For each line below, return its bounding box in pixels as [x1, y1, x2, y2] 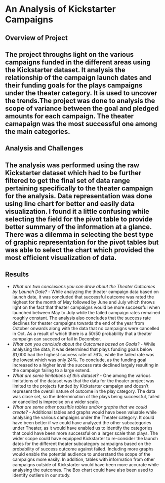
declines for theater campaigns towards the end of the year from [12, 320, 144, 326]
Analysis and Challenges [5, 144, 83, 152]
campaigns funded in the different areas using [5, 58, 151, 66]
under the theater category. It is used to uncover [5, 89, 158, 97]
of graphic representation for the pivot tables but [5, 238, 159, 246]
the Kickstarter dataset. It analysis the [5, 66, 126, 74]
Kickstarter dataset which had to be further [5, 169, 142, 177]
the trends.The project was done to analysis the [5, 96, 156, 105]
